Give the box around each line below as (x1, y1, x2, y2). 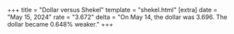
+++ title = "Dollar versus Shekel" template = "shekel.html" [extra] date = (7, 6, 218, 14)
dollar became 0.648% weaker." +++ (7, 20, 114, 28)
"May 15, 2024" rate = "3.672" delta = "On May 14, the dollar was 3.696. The (7, 13, 228, 21)
